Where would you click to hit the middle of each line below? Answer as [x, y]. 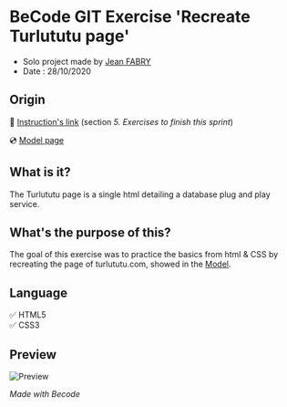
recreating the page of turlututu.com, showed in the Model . [120, 264]
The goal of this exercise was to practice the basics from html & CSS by [144, 255]
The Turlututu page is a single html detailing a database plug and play [140, 194]
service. [25, 203]
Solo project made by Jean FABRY [87, 61]
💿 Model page [37, 140]
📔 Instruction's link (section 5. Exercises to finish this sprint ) [122, 121]
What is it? [40, 172]
